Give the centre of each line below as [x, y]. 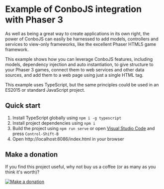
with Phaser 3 [34, 20]
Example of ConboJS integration [74, 9]
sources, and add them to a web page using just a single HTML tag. [74, 75]
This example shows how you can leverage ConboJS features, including [79, 59]
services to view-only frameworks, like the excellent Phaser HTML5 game [81, 44]
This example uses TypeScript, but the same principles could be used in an [82, 85]
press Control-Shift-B [35, 134]
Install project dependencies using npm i [54, 123]
